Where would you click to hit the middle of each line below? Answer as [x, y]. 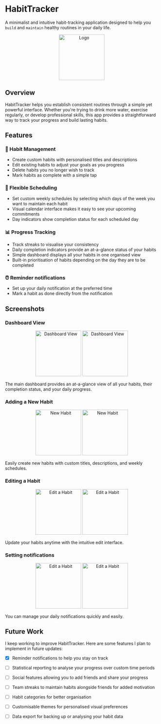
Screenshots [25, 309]
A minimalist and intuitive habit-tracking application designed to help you [78, 22]
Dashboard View [25, 323]
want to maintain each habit [40, 203]
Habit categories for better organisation [52, 697]
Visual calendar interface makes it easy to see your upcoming [74, 209]
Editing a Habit [23, 481]
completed [23, 265]
